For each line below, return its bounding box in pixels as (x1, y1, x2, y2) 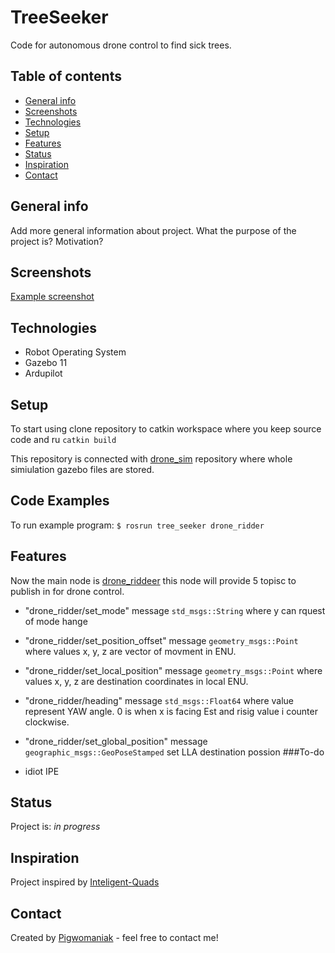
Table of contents (10, 68, 122, 85)
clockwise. (24, 716, 70, 728)
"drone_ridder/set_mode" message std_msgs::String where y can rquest (24, 604, 326, 616)
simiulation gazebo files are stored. (10, 464, 155, 475)
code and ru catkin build (10, 434, 117, 445)
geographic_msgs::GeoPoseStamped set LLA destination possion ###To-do (24, 746, 325, 758)
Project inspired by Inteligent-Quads (10, 876, 160, 888)
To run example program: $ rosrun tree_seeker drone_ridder (10, 519, 265, 531)
